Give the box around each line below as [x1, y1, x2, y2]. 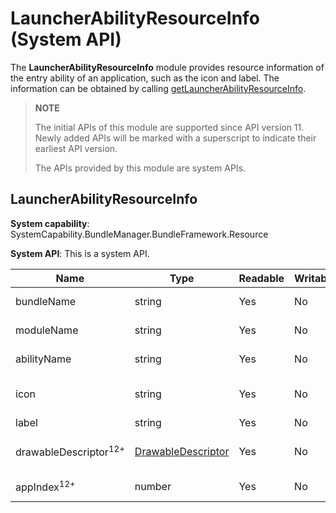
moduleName [15, 323, 79, 337]
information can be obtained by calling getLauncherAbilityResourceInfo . [10, 82, 307, 94]
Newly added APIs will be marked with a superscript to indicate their [34, 132, 317, 144]
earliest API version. [34, 142, 118, 154]
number [134, 479, 172, 493]
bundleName [15, 294, 77, 308]
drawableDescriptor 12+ [15, 443, 125, 459]
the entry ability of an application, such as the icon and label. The [10, 72, 280, 84]
